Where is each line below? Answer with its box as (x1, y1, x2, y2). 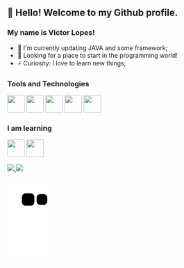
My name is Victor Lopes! (7, 28, 95, 38)
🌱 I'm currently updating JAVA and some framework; (17, 43, 168, 52)
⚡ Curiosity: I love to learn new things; (17, 58, 126, 67)
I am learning (7, 123, 52, 133)
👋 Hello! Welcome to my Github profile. (7, 7, 178, 19)
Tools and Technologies (7, 79, 90, 88)
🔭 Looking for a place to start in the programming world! (17, 51, 178, 59)
